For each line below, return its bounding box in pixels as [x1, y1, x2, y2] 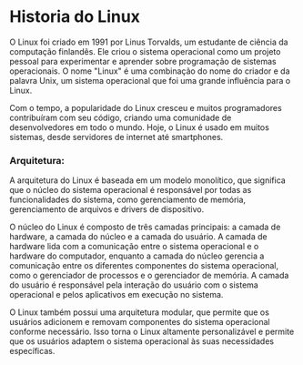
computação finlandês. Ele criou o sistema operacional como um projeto [9, 46, 281, 56]
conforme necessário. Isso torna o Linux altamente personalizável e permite [9, 326, 295, 338]
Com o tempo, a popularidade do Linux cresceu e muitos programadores [9, 102, 282, 113]
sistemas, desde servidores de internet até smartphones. [9, 131, 224, 142]
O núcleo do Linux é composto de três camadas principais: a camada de [9, 221, 281, 233]
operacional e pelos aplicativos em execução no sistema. [9, 289, 224, 300]
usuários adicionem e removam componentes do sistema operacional [9, 317, 270, 328]
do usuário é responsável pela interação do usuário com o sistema [9, 279, 259, 290]
